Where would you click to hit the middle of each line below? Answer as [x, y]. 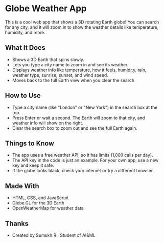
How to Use [23, 96]
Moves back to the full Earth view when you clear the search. [74, 80]
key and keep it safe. [33, 165]
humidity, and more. [25, 32]
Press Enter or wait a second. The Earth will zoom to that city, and [79, 118]
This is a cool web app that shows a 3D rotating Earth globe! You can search [82, 22]
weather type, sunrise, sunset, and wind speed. [60, 75]
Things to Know [30, 143]
